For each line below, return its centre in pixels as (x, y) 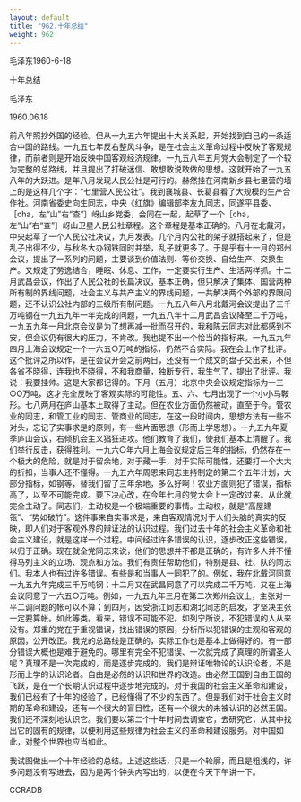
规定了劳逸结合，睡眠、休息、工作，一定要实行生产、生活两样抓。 (154, 270)
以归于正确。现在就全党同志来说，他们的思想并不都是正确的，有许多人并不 (146, 551)
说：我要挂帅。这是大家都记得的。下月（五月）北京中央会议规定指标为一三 (146, 383)
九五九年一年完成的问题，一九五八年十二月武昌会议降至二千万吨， (170, 315)
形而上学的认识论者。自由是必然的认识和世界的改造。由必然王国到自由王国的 (150, 674)
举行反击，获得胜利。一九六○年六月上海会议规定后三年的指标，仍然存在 (150, 450)
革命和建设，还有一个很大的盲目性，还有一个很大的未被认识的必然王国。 (158, 708)
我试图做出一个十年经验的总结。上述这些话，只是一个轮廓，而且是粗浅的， (146, 761)
